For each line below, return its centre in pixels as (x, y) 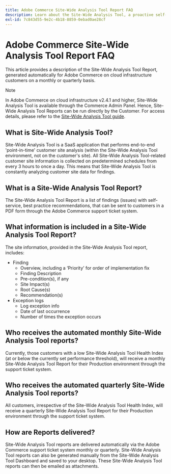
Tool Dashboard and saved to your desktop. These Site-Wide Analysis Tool (84, 461)
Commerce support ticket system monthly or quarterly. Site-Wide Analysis (83, 450)
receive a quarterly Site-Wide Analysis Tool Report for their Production (79, 411)
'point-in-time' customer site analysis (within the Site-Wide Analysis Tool (81, 150)
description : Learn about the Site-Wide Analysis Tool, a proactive (79, 15)
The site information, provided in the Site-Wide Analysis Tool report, (76, 247)
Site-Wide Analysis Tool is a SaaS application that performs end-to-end (80, 145)
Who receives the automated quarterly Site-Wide (85, 385)
